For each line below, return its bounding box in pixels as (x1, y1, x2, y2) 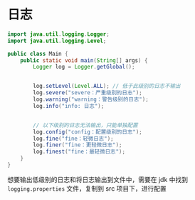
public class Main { (7, 50, 69, 57)
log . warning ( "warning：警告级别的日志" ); (33, 96, 149, 104)
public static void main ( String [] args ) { (20, 56, 148, 64)
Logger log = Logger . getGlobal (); (33, 64, 135, 71)
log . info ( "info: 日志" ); (33, 102, 105, 109)
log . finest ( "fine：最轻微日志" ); (33, 148, 126, 156)
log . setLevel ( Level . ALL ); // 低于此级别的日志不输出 (33, 83, 181, 90)
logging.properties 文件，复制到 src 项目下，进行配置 (7, 184, 167, 193)
